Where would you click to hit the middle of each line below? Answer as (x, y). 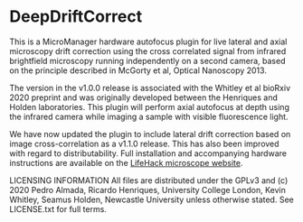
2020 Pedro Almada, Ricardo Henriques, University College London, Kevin (148, 190)
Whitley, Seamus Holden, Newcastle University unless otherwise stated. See (151, 199)
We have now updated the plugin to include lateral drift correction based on (150, 134)
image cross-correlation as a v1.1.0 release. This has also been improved (144, 143)
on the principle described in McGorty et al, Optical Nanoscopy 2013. (138, 70)
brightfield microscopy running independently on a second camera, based (147, 60)
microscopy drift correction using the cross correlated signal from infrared (148, 51)
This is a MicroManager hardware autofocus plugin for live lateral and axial (148, 42)
